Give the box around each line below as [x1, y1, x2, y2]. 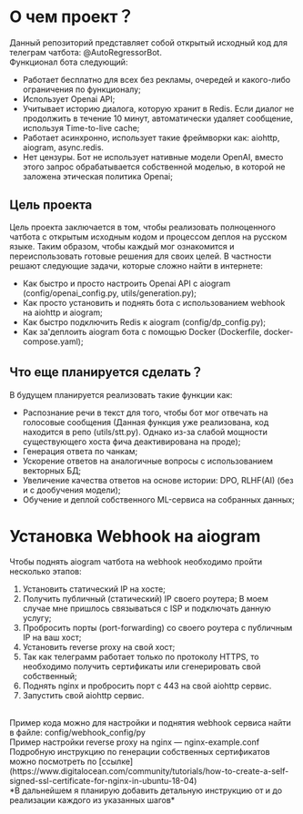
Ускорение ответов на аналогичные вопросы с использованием [22, 455, 274, 466]
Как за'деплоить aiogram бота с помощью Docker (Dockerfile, [22, 326, 262, 337]
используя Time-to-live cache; [22, 122, 140, 133]
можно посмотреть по [9, 756, 97, 767]
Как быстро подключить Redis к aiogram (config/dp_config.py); [22, 316, 267, 327]
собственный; [22, 670, 77, 681]
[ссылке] [98, 756, 134, 767]
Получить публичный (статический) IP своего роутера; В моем [22, 593, 268, 604]
